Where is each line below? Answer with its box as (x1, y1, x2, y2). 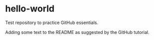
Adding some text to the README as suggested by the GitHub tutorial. (5, 29, 149, 35)
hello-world (5, 3, 55, 14)
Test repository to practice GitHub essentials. (5, 19, 98, 25)
